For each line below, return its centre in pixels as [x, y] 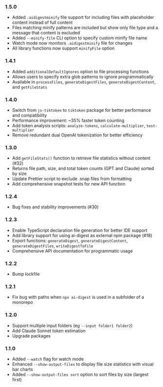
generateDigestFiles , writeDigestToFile [53, 246]
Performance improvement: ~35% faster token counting [68, 120]
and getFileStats [30, 87]
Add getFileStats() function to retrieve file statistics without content [81, 158]
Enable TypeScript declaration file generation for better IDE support [80, 230]
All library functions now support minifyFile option [63, 48]
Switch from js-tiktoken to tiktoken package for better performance [81, 110]
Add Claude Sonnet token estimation [49, 331]
